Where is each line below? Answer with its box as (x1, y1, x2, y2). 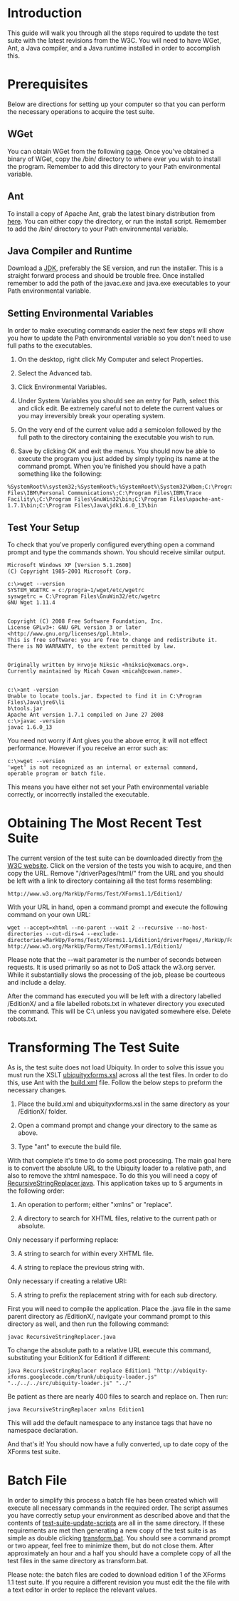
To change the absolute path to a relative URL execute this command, (7, 1345, 211, 1354)
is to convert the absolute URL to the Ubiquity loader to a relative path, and (7, 1164, 226, 1172)
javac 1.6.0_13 (7, 723, 53, 731)
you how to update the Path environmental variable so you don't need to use (7, 333, 231, 343)
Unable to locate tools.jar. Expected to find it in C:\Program (7, 693, 202, 700)
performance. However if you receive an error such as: (7, 743, 169, 752)
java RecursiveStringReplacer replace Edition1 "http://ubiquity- (7, 1367, 208, 1374)
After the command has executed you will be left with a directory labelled (7, 992, 222, 1000)
